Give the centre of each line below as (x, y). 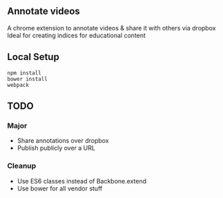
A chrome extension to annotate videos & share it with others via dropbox (111, 28)
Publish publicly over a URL (56, 148)
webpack (18, 85)
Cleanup (22, 166)
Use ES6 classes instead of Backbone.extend (82, 181)
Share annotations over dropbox (63, 141)
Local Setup (33, 57)
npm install (24, 73)
